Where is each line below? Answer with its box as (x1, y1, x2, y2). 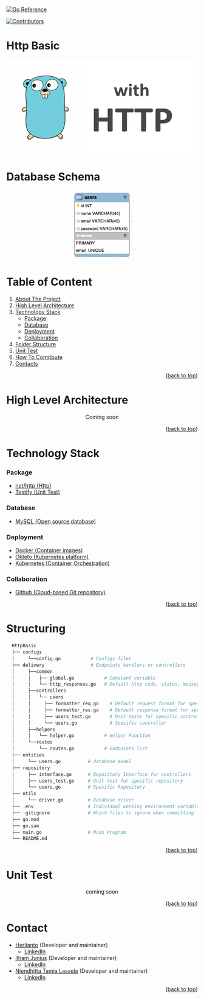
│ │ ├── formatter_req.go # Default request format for (12, 701, 186, 707)
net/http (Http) (15, 482, 52, 489)
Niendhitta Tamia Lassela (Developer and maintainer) (15, 967, 148, 975)
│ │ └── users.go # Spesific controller (12, 720, 167, 726)
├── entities (12, 752, 45, 758)
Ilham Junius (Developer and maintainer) (15, 955, 117, 962)
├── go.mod (12, 816, 39, 822)
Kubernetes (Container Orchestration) (15, 560, 110, 567)
